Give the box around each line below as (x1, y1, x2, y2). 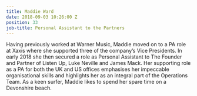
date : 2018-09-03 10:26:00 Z (6, 14, 78, 20)
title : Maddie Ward (6, 8, 54, 15)
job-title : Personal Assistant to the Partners (6, 25, 125, 31)
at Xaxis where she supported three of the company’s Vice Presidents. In (6, 47, 182, 54)
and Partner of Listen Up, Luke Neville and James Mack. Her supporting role (6, 60, 191, 67)
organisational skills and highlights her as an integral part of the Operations (6, 72, 188, 79)
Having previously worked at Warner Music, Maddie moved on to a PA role (6, 41, 186, 48)
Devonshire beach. (6, 84, 52, 91)
